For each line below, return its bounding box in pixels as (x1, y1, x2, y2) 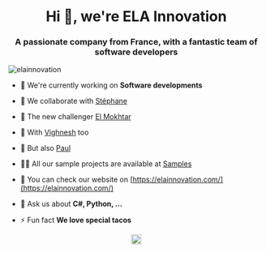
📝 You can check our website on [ (19, 174, 134, 185)
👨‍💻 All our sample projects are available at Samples (19, 159, 192, 169)
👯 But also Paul (19, 144, 71, 153)
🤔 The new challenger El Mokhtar (19, 112, 131, 122)
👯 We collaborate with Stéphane (19, 96, 128, 106)
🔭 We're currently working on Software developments (19, 80, 203, 90)
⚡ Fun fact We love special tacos (19, 215, 132, 225)
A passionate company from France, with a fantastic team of (15, 36, 258, 48)
